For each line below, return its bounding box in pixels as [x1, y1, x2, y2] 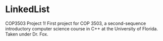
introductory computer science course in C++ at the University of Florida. [5, 25, 158, 31]
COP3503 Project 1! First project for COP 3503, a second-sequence [5, 20, 146, 26]
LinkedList [5, 4, 50, 15]
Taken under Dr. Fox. [5, 31, 49, 37]
